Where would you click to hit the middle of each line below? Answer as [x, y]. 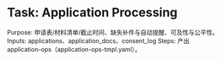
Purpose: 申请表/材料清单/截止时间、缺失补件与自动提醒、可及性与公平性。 [113, 32]
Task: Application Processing [92, 13]
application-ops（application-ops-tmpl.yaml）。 [74, 49]
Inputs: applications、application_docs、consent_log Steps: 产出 [98, 41]
